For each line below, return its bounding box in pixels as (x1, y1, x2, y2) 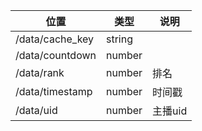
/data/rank (15, 66, 65, 79)
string (105, 32, 133, 46)
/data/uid (15, 104, 58, 117)
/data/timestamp (15, 85, 93, 98)
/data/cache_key (15, 32, 95, 46)
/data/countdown (15, 49, 97, 62)
